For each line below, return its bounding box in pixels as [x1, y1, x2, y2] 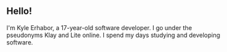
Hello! [6, 5, 32, 17]
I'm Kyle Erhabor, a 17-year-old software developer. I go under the [6, 23, 192, 31]
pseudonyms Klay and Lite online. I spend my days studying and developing [6, 31, 220, 39]
